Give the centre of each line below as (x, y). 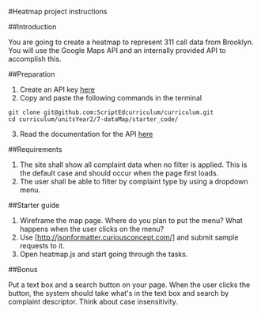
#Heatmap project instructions (58, 11)
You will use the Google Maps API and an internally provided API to (117, 50)
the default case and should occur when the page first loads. (119, 173)
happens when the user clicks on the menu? (92, 229)
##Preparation (32, 74)
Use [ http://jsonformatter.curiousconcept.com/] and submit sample (129, 237)
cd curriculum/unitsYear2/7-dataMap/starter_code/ (93, 119)
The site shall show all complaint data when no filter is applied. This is (133, 165)
